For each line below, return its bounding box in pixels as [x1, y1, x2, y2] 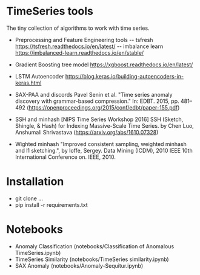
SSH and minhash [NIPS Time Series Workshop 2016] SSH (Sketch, [15, 116, 184, 123]
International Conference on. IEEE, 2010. [15, 153, 116, 161]
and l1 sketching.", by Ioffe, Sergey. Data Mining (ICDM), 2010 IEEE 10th [15, 147, 193, 154]
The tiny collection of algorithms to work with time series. [6, 24, 150, 32]
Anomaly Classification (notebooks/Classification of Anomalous [15, 242, 175, 250]
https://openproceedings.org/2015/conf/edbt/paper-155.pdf [28, 103, 178, 111]
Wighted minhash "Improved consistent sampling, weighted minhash [15, 140, 187, 147]
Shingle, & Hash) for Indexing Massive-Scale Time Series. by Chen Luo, [15, 122, 194, 129]
